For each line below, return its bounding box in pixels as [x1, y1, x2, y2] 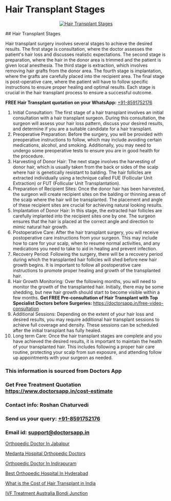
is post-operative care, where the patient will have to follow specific [5, 78, 148, 85]
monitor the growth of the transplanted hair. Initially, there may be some [12, 284, 164, 290]
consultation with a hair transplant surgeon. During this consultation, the [12, 114, 165, 121]
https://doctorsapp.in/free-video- [93, 300, 164, 306]
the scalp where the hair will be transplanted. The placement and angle [12, 196, 163, 203]
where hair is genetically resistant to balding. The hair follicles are [12, 169, 152, 175]
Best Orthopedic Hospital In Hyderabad [5, 470, 89, 476]
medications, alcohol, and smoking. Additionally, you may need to [12, 142, 152, 148]
